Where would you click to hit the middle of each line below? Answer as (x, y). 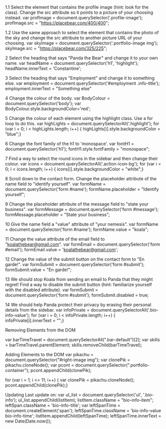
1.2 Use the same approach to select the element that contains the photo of (82, 32)
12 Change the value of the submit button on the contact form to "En (75, 259)
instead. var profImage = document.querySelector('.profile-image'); (74, 18)
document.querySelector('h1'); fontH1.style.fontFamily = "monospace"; (78, 149)
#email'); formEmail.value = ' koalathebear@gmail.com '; (62, 249)
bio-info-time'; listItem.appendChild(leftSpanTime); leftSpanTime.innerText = (83, 416)
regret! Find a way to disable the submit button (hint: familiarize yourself (79, 285)
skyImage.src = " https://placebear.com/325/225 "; (56, 48)
